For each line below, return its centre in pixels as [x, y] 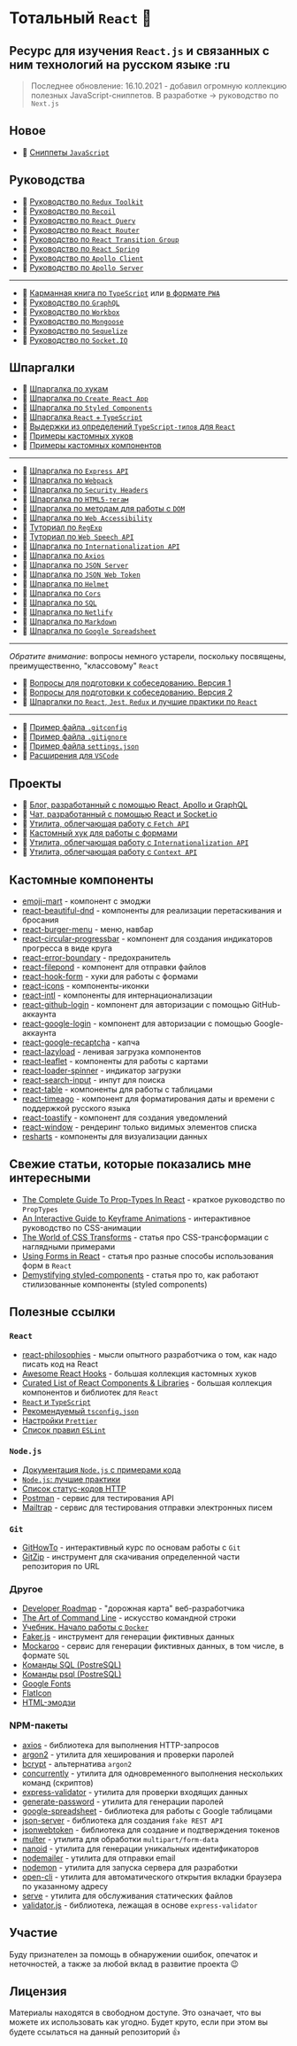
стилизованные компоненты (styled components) [114, 1284]
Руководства [47, 180]
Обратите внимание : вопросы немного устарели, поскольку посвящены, [148, 657]
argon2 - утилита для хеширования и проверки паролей [128, 1754]
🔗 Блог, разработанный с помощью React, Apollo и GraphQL [135, 805]
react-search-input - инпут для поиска [94, 1080]
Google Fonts [46, 1684]
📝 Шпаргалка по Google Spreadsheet [89, 631]
